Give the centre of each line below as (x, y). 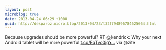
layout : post (19, 10)
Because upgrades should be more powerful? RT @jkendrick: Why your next (83, 37)
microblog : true (22, 14)
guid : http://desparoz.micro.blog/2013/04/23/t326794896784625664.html (81, 23)
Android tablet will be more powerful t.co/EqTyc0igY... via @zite (70, 43)
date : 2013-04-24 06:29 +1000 (36, 19)
